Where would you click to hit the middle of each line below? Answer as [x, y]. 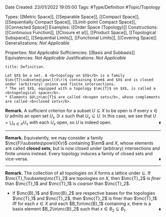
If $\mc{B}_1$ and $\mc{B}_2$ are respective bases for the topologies [84, 193]
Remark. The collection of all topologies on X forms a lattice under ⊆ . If [78, 173]
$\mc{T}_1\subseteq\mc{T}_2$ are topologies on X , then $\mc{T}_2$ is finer [83, 178]
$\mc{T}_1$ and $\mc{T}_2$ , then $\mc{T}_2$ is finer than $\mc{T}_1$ [84, 198]
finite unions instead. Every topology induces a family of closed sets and [79, 153]
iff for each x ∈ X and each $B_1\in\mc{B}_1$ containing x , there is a [82, 203]
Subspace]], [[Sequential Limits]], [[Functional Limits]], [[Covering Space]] [81, 38]
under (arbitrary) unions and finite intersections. [61, 84]
